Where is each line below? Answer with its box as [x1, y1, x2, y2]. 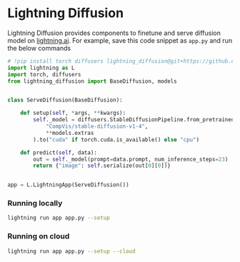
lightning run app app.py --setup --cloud [7, 248, 136, 255]
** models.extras [45, 129, 94, 136]
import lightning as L [7, 64, 75, 71]
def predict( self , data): [20, 148, 98, 156]
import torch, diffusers [7, 71, 81, 78]
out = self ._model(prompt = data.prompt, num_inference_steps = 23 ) [33, 156, 229, 163]
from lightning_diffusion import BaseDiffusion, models [7, 77, 177, 85]
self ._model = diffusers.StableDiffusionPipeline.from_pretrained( [33, 116, 238, 124]
